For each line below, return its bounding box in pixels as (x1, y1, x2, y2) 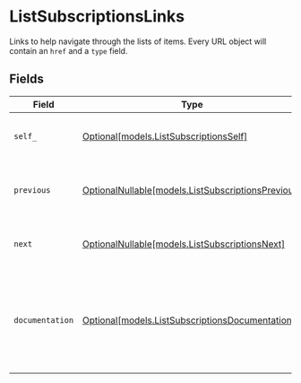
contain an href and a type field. (9, 45, 128, 56)
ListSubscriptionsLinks (9, 6, 185, 27)
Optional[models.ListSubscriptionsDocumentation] (82, 314, 296, 326)
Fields (9, 72, 45, 87)
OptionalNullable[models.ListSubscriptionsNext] (82, 238, 286, 250)
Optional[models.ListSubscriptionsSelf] (82, 130, 248, 143)
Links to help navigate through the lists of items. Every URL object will (9, 36, 267, 47)
